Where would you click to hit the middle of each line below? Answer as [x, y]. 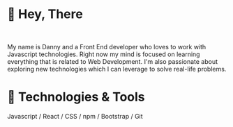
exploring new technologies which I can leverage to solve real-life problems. [117, 69]
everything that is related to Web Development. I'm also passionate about [113, 61]
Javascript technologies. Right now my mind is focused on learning [104, 54]
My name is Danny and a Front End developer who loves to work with [107, 46]
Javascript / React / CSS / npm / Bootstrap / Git [75, 116]
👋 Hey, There [45, 14]
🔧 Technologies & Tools [76, 97]
